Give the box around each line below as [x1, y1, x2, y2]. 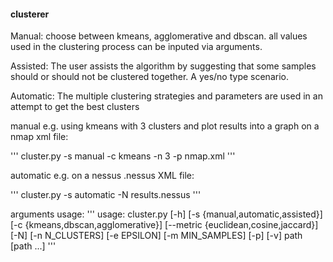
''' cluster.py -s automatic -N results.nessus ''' [10, 189, 202, 201]
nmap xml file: [10, 131, 69, 143]
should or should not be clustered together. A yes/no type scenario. [10, 71, 289, 83]
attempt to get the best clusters [10, 101, 140, 113]
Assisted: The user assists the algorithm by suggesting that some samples [10, 60, 317, 72]
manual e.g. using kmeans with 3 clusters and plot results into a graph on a [10, 120, 320, 132]
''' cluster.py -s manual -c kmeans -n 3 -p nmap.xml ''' [10, 150, 236, 162]
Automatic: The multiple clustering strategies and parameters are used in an [10, 90, 323, 102]
